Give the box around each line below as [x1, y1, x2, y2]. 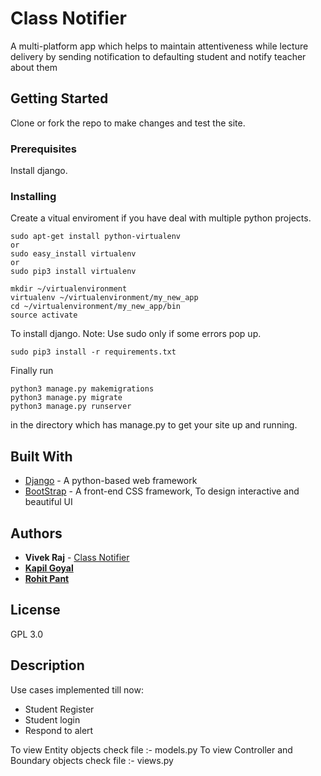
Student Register [24, 703, 95, 715]
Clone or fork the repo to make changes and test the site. [10, 117, 246, 129]
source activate [10, 310, 78, 321]
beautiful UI [24, 496, 73, 508]
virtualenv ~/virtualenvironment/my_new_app [10, 293, 199, 303]
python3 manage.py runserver [10, 402, 132, 412]
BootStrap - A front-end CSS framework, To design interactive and [24, 485, 300, 497]
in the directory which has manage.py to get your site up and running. [10, 419, 298, 431]
